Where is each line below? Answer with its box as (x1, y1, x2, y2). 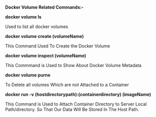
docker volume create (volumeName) (5, 33, 84, 39)
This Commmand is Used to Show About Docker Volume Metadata (5, 62, 142, 68)
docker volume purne (5, 72, 51, 78)
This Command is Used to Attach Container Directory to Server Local (5, 101, 147, 107)
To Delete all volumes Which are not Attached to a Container (5, 82, 129, 87)
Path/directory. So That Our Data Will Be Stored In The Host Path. (5, 106, 140, 112)
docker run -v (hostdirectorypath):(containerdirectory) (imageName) (5, 91, 152, 97)
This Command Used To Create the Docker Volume (5, 43, 111, 49)
